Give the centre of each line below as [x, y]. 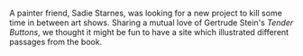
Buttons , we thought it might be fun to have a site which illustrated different [149, 32]
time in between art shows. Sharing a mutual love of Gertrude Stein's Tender [151, 23]
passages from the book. [56, 42]
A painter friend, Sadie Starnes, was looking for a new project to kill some [146, 13]
